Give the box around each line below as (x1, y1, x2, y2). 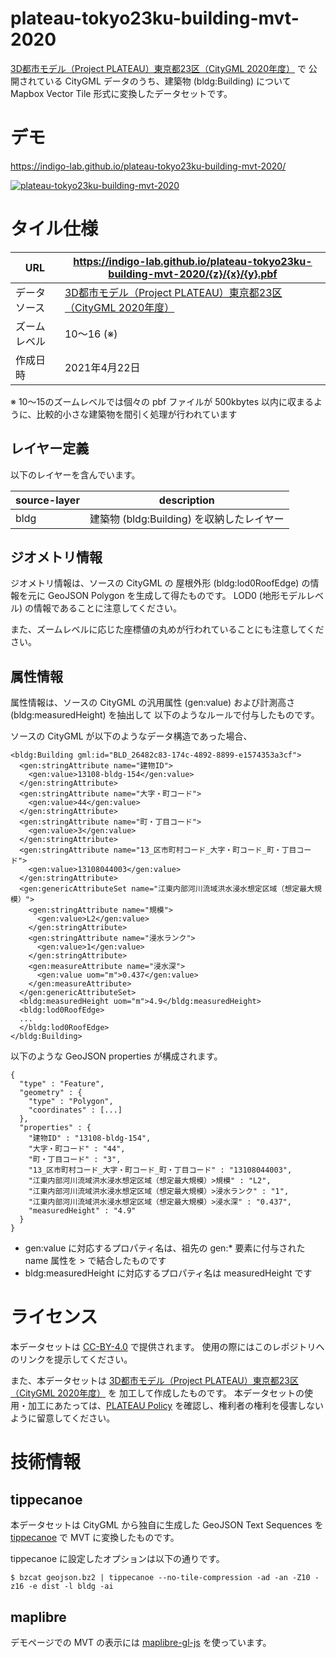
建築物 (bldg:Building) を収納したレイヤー (89, 512, 285, 526)
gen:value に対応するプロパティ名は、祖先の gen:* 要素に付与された (24, 1242, 306, 1254)
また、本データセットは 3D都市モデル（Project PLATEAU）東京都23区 (10, 1375, 299, 1387)
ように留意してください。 (10, 1412, 116, 1424)
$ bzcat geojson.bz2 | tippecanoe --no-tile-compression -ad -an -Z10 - (10, 1573, 320, 1583)
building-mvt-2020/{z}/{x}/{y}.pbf (108, 267, 278, 281)
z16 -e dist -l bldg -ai (10, 1582, 114, 1592)
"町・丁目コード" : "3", (28, 1155, 122, 1165)
